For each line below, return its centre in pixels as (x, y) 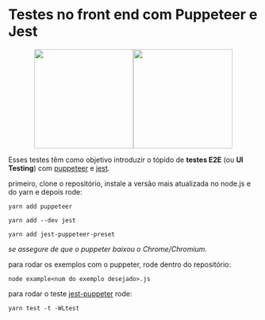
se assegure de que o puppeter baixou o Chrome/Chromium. (108, 249)
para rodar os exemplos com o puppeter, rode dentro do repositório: (120, 264)
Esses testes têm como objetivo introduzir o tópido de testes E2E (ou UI (126, 160)
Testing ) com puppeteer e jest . (59, 168)
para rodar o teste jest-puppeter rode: (70, 293)
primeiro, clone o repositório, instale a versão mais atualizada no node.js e (130, 183)
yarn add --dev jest (42, 220)
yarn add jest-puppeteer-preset (61, 234)
